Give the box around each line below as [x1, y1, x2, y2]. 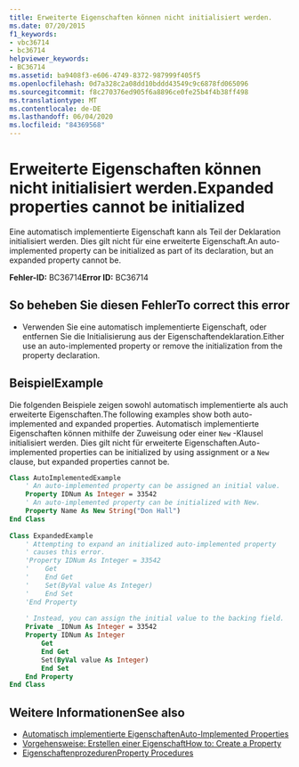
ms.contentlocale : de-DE [9, 104, 101, 113]
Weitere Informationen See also [9, 705, 185, 720]
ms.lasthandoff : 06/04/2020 [9, 112, 114, 121]
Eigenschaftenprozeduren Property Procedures [21, 747, 194, 758]
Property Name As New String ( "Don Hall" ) [25, 507, 181, 516]
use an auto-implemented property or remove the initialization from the [21, 340, 283, 351]
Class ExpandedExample [9, 531, 93, 540]
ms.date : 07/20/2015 [9, 21, 86, 30]
